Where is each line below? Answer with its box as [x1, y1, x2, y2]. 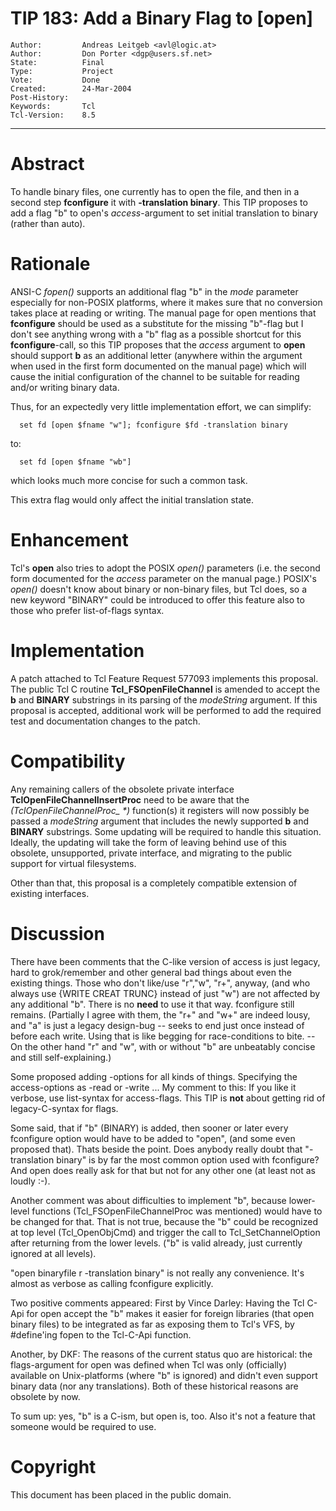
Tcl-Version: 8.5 [10, 110, 97, 120]
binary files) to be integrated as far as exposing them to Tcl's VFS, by [10, 1318, 295, 1330]
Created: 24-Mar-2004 [10, 83, 132, 94]
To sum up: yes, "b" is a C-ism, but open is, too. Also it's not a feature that [10, 1410, 316, 1422]
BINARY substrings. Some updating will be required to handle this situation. [10, 825, 322, 837]
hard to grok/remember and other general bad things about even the [10, 966, 292, 978]
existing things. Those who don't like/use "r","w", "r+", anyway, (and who [10, 977, 311, 989]
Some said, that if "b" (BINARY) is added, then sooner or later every [10, 1122, 289, 1134]
